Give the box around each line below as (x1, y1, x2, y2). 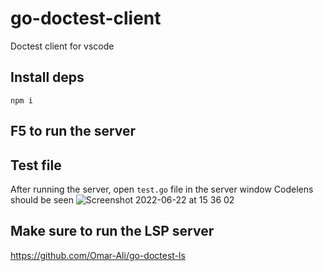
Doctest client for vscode (10, 40, 115, 52)
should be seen (10, 193, 74, 206)
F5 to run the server (10, 123, 137, 140)
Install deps (10, 69, 85, 86)
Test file (10, 157, 62, 174)
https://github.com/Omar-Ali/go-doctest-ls (10, 249, 186, 261)
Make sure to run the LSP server (10, 223, 215, 240)
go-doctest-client (10, 7, 162, 30)
